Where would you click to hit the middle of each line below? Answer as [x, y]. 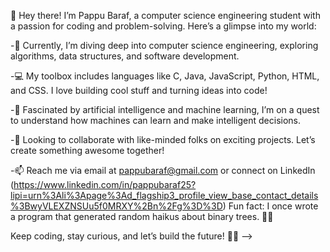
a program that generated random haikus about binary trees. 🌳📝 [142, 216]
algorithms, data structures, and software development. [125, 56]
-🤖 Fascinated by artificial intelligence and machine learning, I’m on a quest [165, 109]
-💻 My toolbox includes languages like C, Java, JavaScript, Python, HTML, [165, 76]
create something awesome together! [87, 150]
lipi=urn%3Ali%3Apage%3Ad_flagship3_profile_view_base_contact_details [164, 195]
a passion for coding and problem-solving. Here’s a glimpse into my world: [163, 26]
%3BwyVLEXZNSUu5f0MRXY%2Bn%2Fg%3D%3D [116, 206]
